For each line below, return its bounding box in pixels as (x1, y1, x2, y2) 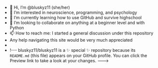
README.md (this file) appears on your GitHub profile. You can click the (9, 53, 147, 58)
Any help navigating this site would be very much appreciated (9, 37, 133, 43)
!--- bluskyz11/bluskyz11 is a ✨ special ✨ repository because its (9, 47, 136, 53)
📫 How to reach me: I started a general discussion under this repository (9, 30, 154, 36)
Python (9, 25, 24, 31)
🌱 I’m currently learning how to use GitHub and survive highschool (9, 15, 142, 20)
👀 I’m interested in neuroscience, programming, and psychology (9, 10, 137, 15)
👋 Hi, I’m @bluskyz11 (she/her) (9, 5, 70, 10)
